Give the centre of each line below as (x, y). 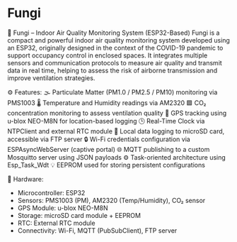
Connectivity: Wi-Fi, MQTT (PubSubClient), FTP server (97, 230)
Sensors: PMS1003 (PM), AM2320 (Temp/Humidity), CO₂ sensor (111, 200)
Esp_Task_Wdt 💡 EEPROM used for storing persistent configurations (106, 165)
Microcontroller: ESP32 (51, 192)
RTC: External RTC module (56, 223)
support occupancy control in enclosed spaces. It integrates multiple (108, 55)
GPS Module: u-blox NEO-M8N (63, 208)
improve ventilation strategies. (51, 78)
